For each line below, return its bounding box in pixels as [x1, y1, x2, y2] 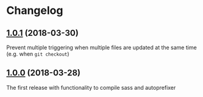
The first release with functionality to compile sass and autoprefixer [6, 84, 176, 91]
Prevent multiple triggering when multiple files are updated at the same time [6, 44, 197, 51]
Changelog [6, 4, 63, 18]
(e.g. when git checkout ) [6, 50, 69, 58]
